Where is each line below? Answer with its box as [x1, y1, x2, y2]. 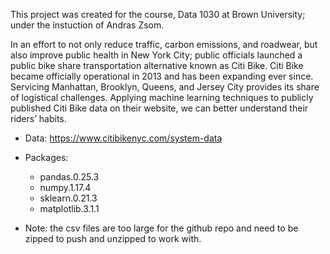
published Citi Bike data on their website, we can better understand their [10, 102, 309, 114]
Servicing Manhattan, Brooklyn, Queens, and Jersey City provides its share [10, 81, 320, 93]
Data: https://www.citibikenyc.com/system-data [24, 132, 223, 144]
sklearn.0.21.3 [39, 192, 98, 204]
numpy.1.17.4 [39, 182, 92, 193]
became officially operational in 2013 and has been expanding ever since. [10, 70, 314, 82]
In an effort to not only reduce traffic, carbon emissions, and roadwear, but [10, 39, 318, 50]
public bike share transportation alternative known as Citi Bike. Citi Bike [10, 60, 304, 71]
